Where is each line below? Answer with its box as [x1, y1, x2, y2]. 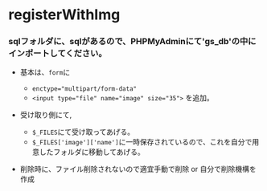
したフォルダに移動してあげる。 [39, 147, 145, 157]
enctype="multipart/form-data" [31, 85, 138, 93]
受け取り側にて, [19, 110, 72, 120]
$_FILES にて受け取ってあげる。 [31, 127, 135, 137]
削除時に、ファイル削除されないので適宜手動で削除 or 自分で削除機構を [19, 165, 257, 174]
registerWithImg [8, 6, 121, 24]
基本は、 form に [19, 67, 71, 77]
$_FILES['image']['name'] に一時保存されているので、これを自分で [31, 137, 253, 147]
